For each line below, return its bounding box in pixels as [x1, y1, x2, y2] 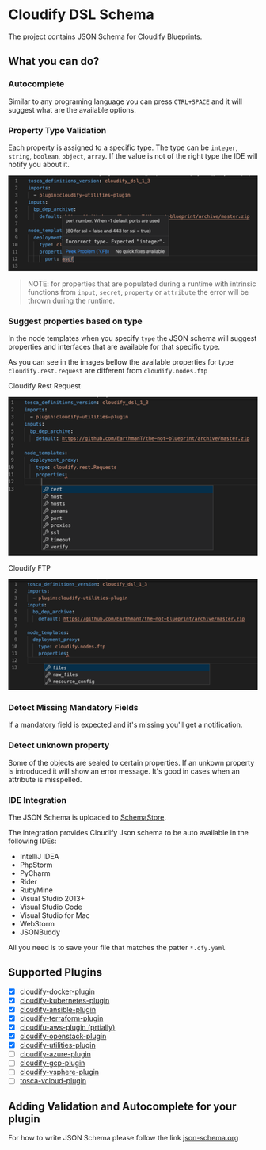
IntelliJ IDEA [19, 851, 59, 861]
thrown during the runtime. [27, 296, 116, 305]
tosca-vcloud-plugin [19, 1076, 87, 1086]
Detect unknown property [8, 739, 110, 751]
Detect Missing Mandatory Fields [8, 701, 139, 713]
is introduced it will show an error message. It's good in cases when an [8, 766, 240, 776]
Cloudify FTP [8, 563, 51, 572]
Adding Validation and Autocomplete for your [8, 1099, 237, 1113]
